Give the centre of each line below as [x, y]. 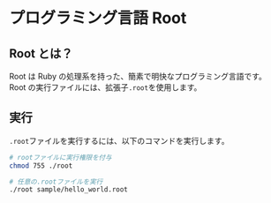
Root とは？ [41, 53]
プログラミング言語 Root [98, 18]
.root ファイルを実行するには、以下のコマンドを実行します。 [119, 140]
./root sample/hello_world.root [68, 190]
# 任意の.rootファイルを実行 [56, 182]
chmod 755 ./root [41, 165]
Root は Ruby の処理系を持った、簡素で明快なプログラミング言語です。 [138, 76]
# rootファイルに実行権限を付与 [60, 157]
